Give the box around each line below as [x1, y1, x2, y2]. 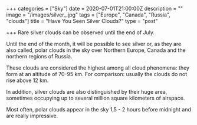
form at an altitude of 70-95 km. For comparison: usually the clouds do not [6, 71, 188, 77]
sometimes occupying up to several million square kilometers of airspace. [6, 94, 185, 101]
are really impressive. [6, 112, 58, 119]
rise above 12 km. [6, 77, 49, 84]
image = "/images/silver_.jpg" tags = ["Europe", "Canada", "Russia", [6, 11, 171, 18]
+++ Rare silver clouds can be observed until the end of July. [6, 29, 155, 36]
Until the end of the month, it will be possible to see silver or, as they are [6, 41, 182, 47]
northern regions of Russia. [6, 53, 73, 60]
